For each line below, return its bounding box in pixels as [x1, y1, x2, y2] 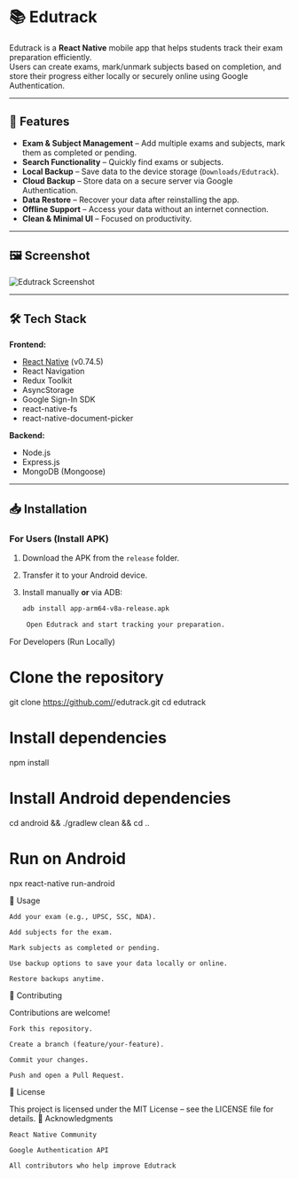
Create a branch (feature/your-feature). [9, 1040, 165, 1049]
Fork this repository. [9, 1024, 93, 1034]
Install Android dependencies [9, 788, 231, 808]
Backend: [9, 430, 45, 441]
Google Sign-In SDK [21, 394, 96, 405]
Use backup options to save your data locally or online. [9, 959, 228, 968]
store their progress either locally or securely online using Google [9, 70, 248, 81]
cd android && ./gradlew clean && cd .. [9, 817, 150, 828]
